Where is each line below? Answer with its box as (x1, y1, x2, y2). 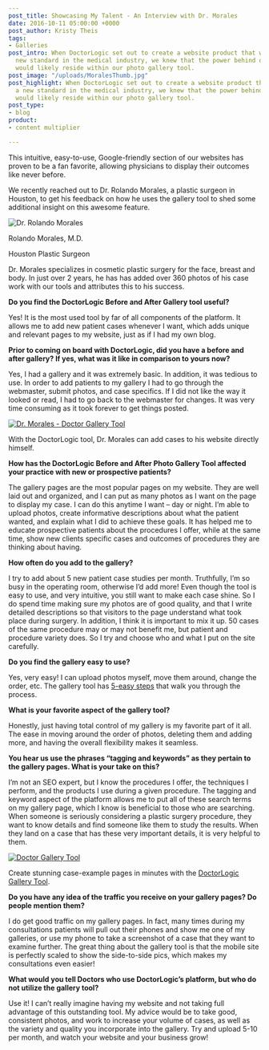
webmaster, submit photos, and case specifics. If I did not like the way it (8, 386, 247, 395)
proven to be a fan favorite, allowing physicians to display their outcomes (8, 161, 250, 171)
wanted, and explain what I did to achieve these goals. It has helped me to (8, 517, 252, 526)
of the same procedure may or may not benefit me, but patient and (8, 624, 228, 634)
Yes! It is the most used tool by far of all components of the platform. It (8, 312, 241, 322)
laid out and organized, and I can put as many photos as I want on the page (8, 491, 257, 501)
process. (8, 689, 38, 699)
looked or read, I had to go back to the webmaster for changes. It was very (8, 395, 255, 404)
